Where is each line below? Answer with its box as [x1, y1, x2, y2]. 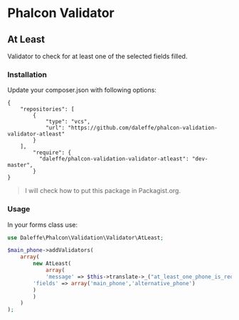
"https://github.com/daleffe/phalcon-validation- [68, 124, 218, 132]
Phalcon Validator [7, 5, 115, 21]
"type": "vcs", [45, 118, 91, 126]
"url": [45, 124, 65, 132]
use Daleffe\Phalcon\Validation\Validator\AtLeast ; [7, 234, 164, 241]
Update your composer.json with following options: [7, 86, 156, 94]
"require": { [33, 149, 72, 157]
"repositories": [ [20, 106, 75, 113]
